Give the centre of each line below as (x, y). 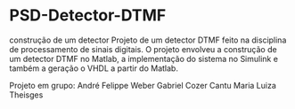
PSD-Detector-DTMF (88, 16)
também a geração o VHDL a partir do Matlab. (94, 68)
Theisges (26, 95)
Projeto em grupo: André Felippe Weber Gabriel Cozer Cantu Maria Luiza (143, 85)
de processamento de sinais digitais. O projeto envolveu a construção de (143, 49)
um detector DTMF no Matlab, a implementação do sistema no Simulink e (144, 58)
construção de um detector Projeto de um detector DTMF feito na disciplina (148, 40)
